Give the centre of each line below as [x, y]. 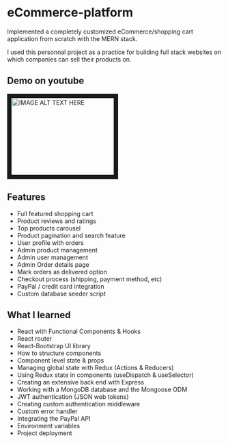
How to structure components [59, 353]
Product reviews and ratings [57, 221]
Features [26, 197]
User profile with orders [50, 243]
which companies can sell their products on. [69, 59]
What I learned [39, 315]
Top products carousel [48, 228]
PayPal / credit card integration [60, 286]
